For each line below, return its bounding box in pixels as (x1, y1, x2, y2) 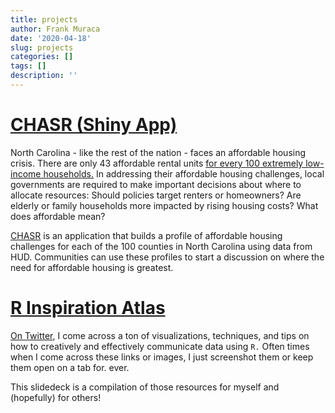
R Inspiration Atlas (10, 297, 166, 319)
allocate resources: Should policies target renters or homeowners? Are (10, 189, 302, 201)
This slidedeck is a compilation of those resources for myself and (10, 381, 280, 393)
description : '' (10, 71, 78, 81)
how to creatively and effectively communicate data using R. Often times (10, 340, 310, 352)
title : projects (10, 14, 78, 25)
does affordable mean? (10, 210, 106, 222)
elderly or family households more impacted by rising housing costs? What (10, 199, 319, 211)
